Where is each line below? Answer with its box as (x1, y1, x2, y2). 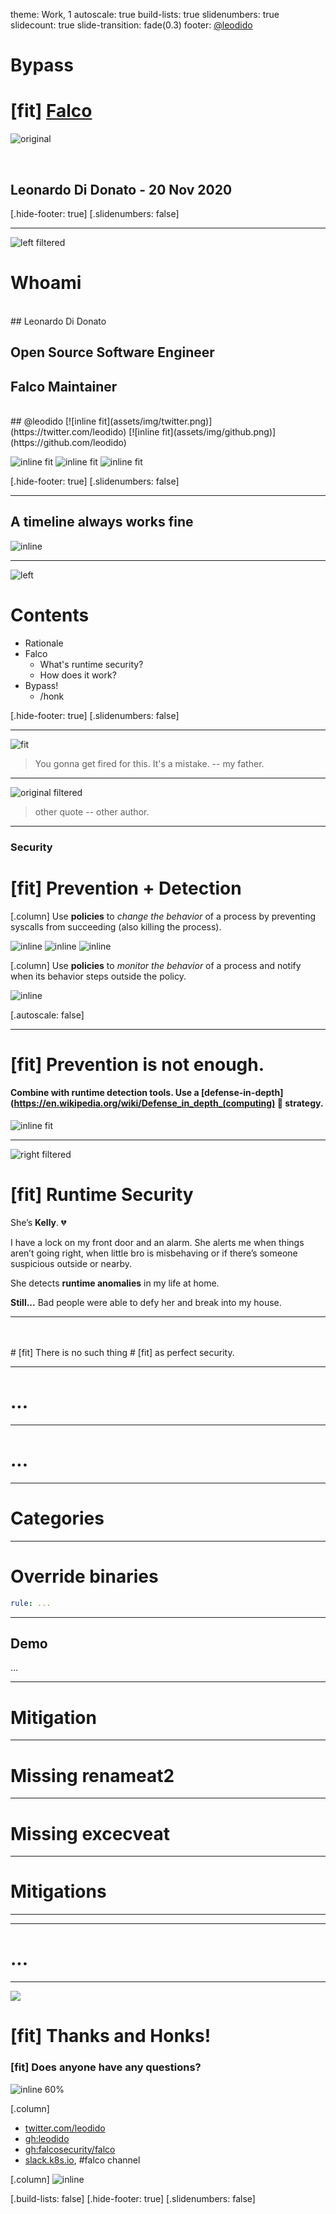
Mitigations (10, 1880, 107, 1903)
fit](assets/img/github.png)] (161, 426, 277, 438)
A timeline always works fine (10, 514, 194, 531)
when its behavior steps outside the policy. (10, 970, 187, 982)
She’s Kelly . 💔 (10, 1217, 67, 1229)
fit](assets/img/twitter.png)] (98, 415, 213, 428)
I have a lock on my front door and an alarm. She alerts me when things (10, 1237, 305, 1249)
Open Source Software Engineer (10, 344, 215, 361)
